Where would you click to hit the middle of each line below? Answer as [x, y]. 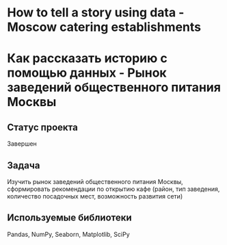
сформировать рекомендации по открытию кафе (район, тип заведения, [113, 189]
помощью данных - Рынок [87, 73]
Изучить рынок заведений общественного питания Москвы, [95, 182]
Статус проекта [43, 127]
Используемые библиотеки [69, 218]
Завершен [22, 144]
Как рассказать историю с [87, 59]
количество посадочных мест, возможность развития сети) [95, 196]
